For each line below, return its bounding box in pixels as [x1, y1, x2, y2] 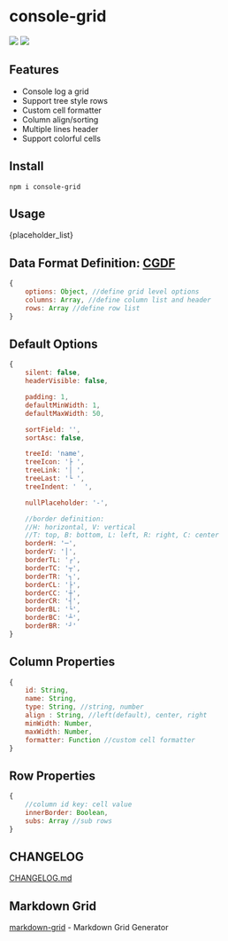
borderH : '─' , [25, 539, 77, 548]
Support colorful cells [21, 133, 102, 144]
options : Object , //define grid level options [25, 287, 200, 296]
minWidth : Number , [25, 718, 93, 728]
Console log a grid [21, 86, 90, 97]
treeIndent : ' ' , [25, 482, 93, 491]
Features [9, 62, 59, 77]
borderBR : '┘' [25, 622, 77, 631]
